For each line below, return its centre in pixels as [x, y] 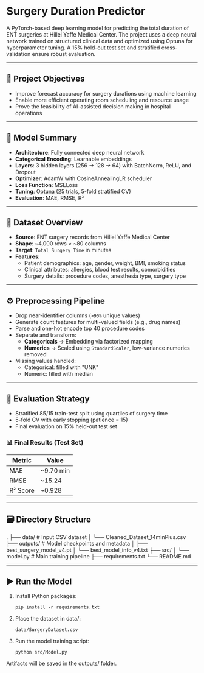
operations [29, 113]
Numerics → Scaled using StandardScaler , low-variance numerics [107, 348]
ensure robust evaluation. [64, 54]
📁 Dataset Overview [45, 223]
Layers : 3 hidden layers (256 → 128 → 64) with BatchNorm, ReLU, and [103, 165]
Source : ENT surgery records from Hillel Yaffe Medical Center [92, 237]
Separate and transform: [46, 335]
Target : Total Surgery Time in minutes [63, 250]
